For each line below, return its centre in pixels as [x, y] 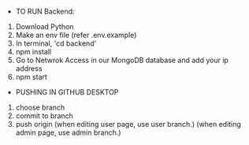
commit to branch [44, 116]
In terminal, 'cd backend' [56, 43]
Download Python [45, 26]
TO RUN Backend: [45, 11]
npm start [31, 77]
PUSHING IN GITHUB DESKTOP [67, 92]
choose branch [40, 107]
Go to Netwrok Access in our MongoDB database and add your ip [122, 60]
